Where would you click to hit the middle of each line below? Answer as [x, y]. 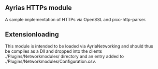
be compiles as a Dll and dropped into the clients [54, 51]
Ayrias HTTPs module [38, 8]
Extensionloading [32, 35]
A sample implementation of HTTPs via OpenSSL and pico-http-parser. [76, 19]
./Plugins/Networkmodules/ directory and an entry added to [65, 56]
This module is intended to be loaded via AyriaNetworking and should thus [79, 46]
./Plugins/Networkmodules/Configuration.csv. [50, 61]
